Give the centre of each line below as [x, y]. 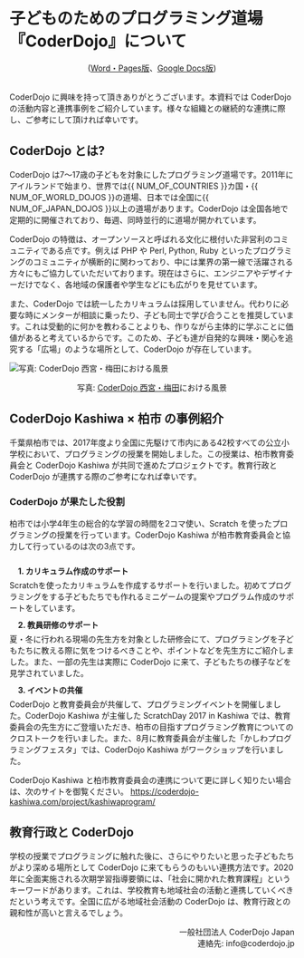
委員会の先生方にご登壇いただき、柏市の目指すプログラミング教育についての [152, 727]
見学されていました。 [49, 673]
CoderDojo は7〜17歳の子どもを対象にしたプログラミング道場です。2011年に [152, 174]
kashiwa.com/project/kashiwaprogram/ [82, 801]
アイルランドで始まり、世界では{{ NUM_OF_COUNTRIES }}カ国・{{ [134, 186]
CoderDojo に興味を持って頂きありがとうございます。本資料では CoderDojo [151, 97]
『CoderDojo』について [98, 41]
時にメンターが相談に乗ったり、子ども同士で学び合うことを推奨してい [156, 314]
